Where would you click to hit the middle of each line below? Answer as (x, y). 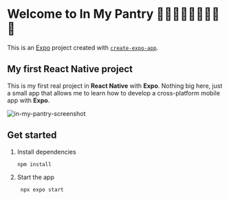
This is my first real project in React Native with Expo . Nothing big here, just (115, 86)
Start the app (36, 177)
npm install (34, 164)
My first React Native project (70, 69)
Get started (32, 136)
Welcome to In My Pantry (80, 14)
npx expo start (42, 190)
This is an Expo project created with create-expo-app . (83, 47)
